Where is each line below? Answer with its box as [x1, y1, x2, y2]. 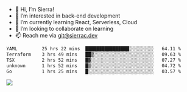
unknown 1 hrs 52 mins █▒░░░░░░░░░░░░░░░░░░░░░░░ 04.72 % [6, 62, 182, 69]
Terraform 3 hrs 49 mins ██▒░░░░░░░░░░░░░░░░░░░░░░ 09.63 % [6, 51, 182, 57]
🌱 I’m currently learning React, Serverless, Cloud [15, 19, 138, 25]
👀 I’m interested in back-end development [15, 12, 121, 19]
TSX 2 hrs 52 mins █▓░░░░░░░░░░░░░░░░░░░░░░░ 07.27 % [6, 57, 182, 63]
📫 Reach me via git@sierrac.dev [15, 32, 98, 39]
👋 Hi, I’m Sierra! [15, 6, 55, 13]
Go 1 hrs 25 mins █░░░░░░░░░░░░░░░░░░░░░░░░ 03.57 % [6, 68, 182, 74]
